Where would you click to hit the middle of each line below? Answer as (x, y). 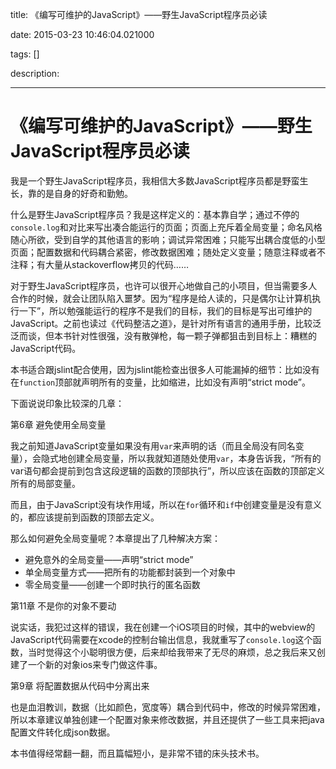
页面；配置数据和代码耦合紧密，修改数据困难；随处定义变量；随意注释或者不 (168, 252)
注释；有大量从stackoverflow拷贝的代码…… (100, 264)
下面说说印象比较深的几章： (67, 403)
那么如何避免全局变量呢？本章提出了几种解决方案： (115, 538)
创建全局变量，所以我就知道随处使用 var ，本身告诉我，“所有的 (194, 458)
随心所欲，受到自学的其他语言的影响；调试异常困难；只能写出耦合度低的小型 (168, 239)
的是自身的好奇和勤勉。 (84, 193)
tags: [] (25, 54)
